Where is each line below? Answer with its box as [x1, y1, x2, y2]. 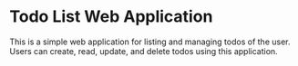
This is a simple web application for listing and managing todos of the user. [9, 36, 291, 47]
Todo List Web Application [9, 6, 213, 27]
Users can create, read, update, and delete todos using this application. [9, 45, 278, 56]
